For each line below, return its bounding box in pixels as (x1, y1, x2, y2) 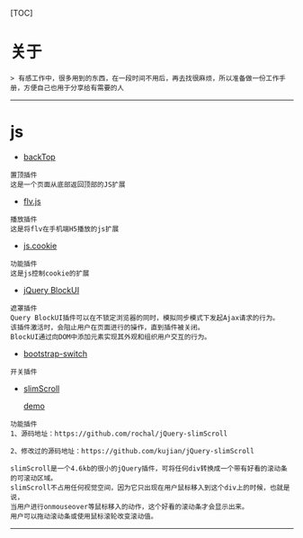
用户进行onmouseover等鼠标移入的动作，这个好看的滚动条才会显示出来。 (16, 502, 249, 511)
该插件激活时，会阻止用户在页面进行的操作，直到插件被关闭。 (10, 323, 205, 332)
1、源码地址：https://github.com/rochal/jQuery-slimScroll (10, 429, 228, 438)
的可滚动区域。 (10, 473, 58, 482)
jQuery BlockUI (22, 284, 80, 295)
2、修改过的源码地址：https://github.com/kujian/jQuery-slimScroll (10, 446, 254, 455)
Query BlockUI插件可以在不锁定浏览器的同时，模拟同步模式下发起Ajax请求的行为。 (10, 313, 280, 322)
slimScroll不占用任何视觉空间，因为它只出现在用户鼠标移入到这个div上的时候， (10, 483, 271, 492)
